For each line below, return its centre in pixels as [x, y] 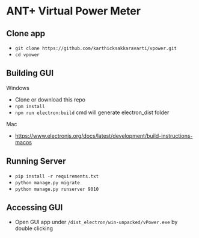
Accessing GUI [35, 207]
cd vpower [27, 55]
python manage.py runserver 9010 [57, 189]
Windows [18, 88]
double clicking [34, 228]
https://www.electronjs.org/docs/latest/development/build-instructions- [104, 136]
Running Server [36, 161]
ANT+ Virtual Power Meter [74, 11]
